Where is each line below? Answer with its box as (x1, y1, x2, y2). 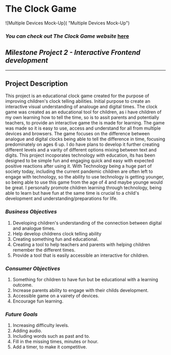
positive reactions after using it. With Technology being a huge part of (5, 163, 152, 169)
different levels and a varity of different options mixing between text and (5, 147, 157, 153)
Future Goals (5, 311, 38, 318)
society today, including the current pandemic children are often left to (5, 168, 153, 174)
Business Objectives (5, 208, 58, 215)
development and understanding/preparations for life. (5, 195, 118, 201)
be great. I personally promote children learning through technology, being (5, 185, 162, 191)
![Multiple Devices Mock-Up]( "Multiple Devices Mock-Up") (5, 20, 130, 26)
